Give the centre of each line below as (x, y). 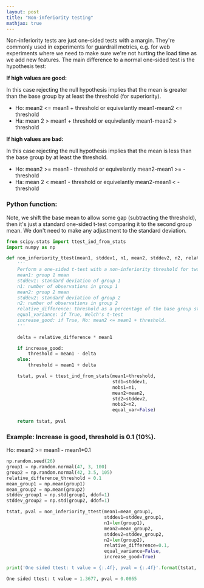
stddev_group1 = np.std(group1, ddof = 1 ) (58, 495)
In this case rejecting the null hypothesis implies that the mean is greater (97, 90)
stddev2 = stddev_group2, (134, 534)
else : (24, 360)
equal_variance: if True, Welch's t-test (70, 315)
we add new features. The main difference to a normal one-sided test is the (101, 60)
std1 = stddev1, (130, 381)
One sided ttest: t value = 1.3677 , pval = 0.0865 (72, 579)
